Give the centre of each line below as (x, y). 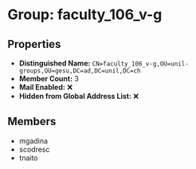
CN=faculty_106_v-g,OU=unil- (140, 64)
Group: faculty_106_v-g (85, 15)
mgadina (33, 140)
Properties (34, 44)
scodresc (34, 149)
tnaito (28, 158)
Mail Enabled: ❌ (46, 87)
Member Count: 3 (49, 79)
